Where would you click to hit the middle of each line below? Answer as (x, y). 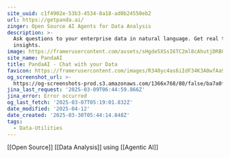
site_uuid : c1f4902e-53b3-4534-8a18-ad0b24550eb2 (79, 13)
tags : (15, 121)
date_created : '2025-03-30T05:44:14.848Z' (68, 115)
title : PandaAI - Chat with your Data (62, 64)
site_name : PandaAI (35, 58)
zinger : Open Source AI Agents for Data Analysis (79, 26)
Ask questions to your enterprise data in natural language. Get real (116, 39)
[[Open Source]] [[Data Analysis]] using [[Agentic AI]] (83, 147)
